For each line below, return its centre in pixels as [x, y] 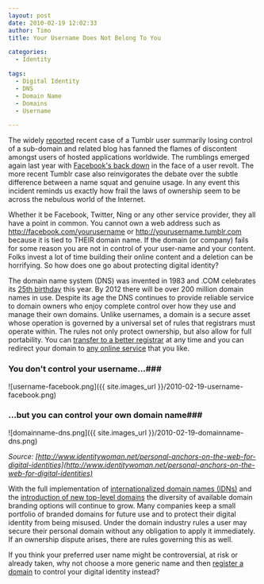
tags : [17, 74]
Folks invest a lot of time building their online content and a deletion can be [131, 257]
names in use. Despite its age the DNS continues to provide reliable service [131, 298]
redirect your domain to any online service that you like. [99, 348]
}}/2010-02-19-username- [200, 386]
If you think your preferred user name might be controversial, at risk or [123, 555]
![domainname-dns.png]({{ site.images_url [78, 432]
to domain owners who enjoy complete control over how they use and [122, 306]
